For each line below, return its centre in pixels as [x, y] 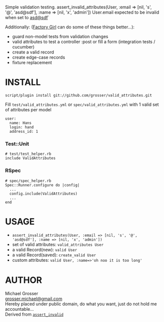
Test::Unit [17, 144]
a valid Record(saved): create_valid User [54, 255]
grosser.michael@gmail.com [34, 299]
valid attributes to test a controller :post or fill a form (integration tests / [84, 42]
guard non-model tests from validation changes [60, 37]
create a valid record [33, 52]
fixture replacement [32, 62]
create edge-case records [38, 57]
